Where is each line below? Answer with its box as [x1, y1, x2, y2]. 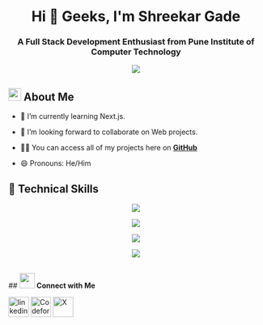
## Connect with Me [8, 281, 95, 290]
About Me [23, 90, 74, 103]
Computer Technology [91, 46, 181, 57]
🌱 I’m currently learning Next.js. [19, 112, 125, 121]
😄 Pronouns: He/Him [19, 158, 91, 168]
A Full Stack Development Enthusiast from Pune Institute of [17, 36, 255, 48]
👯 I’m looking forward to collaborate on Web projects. [19, 127, 198, 137]
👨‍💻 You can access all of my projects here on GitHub [19, 143, 198, 153]
